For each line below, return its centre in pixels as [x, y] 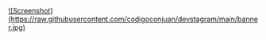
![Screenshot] [31, 11]
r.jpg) [17, 27]
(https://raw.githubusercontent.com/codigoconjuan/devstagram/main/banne [133, 19]
